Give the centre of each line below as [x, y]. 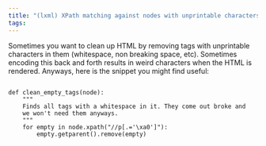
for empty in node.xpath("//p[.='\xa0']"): [95, 127]
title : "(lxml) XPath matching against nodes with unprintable [115, 15]
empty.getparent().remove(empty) [92, 134]
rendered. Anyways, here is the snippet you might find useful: [109, 71]
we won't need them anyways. [70, 113]
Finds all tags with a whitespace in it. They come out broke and [134, 106]
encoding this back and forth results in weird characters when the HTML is [130, 62]
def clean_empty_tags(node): [56, 92]
